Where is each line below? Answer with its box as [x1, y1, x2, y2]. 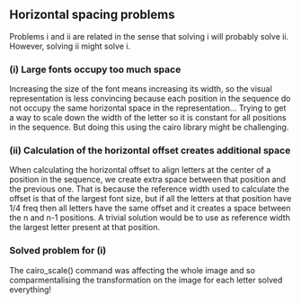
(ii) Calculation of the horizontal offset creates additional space [9, 144, 291, 156]
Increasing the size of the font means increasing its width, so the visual [9, 84, 272, 94]
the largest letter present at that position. [9, 222, 160, 233]
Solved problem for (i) [9, 245, 107, 257]
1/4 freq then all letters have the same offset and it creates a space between [9, 202, 291, 214]
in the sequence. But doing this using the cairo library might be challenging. [9, 121, 289, 133]
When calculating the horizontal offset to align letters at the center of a [9, 165, 271, 175]
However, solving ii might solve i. [9, 40, 131, 51]
